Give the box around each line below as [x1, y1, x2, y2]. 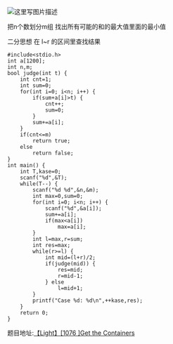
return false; [32, 150, 74, 157]
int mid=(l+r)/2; [44, 254, 96, 261]
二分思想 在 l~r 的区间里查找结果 [7, 37, 101, 46]
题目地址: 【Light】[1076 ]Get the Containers [7, 329, 135, 337]
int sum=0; [20, 82, 52, 89]
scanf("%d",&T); [20, 174, 68, 181]
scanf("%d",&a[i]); [44, 205, 102, 212]
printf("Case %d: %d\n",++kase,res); [32, 297, 143, 304]
